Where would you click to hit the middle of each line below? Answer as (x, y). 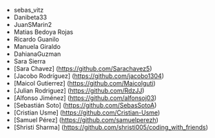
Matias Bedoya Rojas (43, 32)
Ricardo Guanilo (37, 39)
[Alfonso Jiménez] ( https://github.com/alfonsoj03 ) (85, 98)
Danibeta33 (30, 17)
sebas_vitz (29, 10)
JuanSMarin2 (33, 24)
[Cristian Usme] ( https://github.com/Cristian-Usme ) (87, 112)
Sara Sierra (30, 61)
